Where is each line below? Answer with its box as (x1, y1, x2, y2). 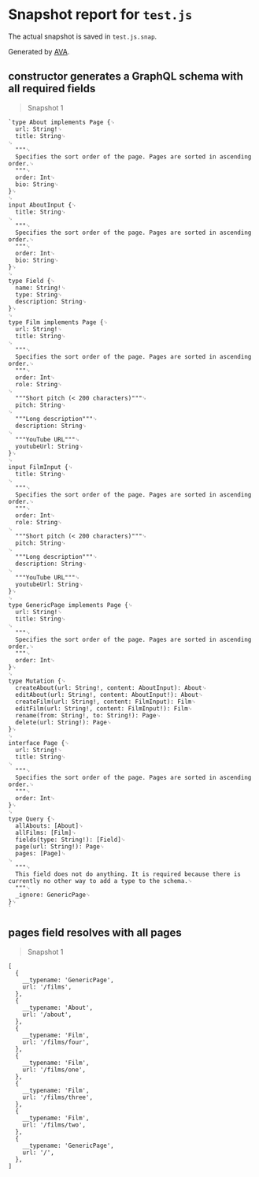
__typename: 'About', (22, 1004, 93, 1011)
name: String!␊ (15, 284, 66, 292)
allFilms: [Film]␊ (15, 829, 77, 836)
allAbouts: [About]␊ (15, 821, 84, 829)
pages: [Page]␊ (15, 849, 66, 857)
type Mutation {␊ (8, 676, 66, 685)
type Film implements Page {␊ (8, 318, 109, 326)
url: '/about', (22, 1011, 72, 1019)
